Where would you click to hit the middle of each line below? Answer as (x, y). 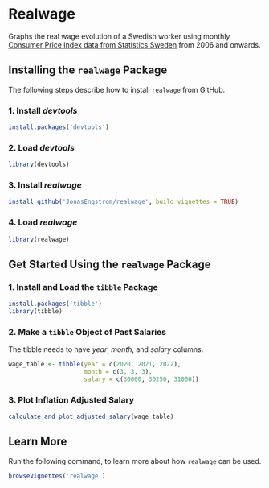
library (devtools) (39, 165)
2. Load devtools (41, 147)
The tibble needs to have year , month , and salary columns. (106, 349)
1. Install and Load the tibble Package (83, 287)
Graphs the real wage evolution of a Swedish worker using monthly (119, 36)
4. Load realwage (43, 222)
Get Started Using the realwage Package (110, 264)
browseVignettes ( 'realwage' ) (57, 476)
